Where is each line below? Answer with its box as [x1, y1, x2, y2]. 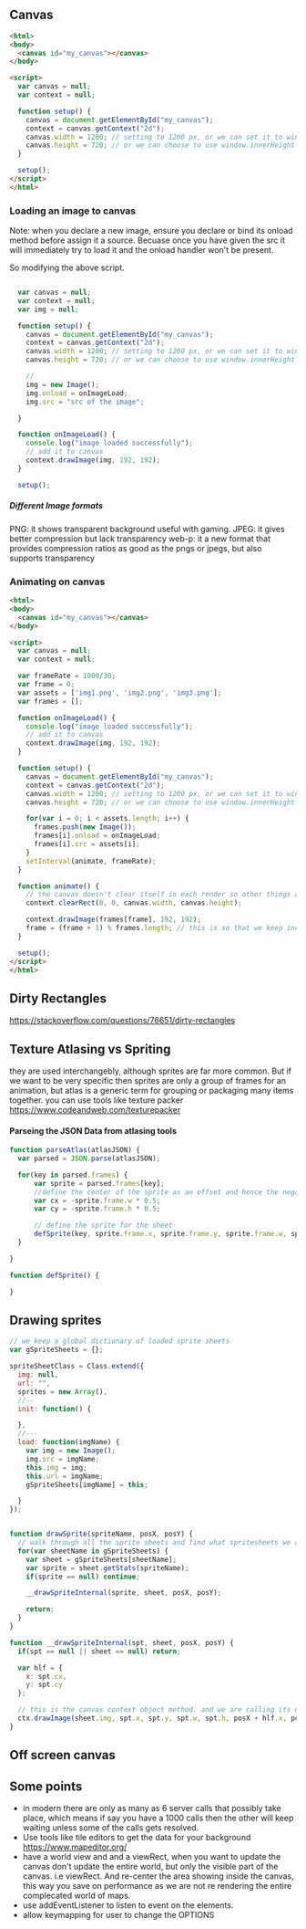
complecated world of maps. [22, 1890, 131, 1901]
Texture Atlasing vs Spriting [9, 1041, 171, 1057]
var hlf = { [17, 1663, 64, 1672]
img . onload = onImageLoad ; [25, 388, 128, 398]
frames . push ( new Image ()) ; [33, 823, 137, 832]
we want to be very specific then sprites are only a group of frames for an [9, 1075, 287, 1085]
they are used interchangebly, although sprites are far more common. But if [9, 1065, 292, 1076]
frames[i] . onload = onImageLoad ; [33, 831, 161, 841]
